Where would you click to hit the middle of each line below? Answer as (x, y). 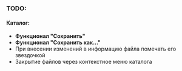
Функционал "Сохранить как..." (58, 43)
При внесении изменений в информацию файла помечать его (96, 49)
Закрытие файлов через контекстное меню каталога (84, 62)
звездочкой (30, 55)
